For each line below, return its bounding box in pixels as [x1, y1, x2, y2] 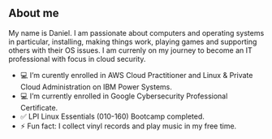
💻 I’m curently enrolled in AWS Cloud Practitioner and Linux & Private [19, 70, 253, 80]
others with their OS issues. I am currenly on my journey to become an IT [8, 45, 253, 55]
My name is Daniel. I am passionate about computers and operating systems [8, 28, 265, 37]
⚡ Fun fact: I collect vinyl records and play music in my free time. [19, 121, 237, 131]
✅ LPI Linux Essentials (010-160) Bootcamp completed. [19, 111, 205, 121]
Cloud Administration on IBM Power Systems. [19, 81, 173, 92]
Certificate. [19, 102, 58, 112]
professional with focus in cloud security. [8, 54, 146, 63]
